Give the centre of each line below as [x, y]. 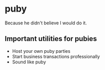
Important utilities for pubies [51, 39]
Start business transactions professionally [56, 56]
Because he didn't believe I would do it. [46, 23]
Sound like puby [29, 62]
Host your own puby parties [41, 51]
